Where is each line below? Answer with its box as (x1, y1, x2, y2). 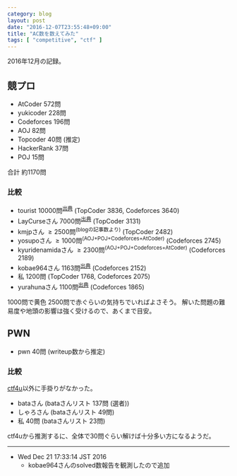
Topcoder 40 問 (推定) (17, 135, 81, 144)
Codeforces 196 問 (17, 117, 71, 126)
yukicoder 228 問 (17, 108, 67, 117)
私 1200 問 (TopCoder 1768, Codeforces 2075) (17, 272, 150, 281)
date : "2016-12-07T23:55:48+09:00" (7, 23, 112, 30)
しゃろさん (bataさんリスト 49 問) (17, 407, 115, 416)
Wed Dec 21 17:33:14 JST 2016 (17, 452, 107, 460)
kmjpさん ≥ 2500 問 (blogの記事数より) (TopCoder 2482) (17, 226, 174, 236)
